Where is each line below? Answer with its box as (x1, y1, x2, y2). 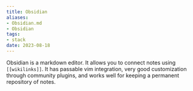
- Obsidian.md (6, 20, 43, 26)
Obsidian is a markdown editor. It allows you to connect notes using (6, 58, 176, 66)
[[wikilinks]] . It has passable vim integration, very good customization (6, 65, 187, 72)
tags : (6, 31, 20, 37)
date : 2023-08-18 (6, 43, 51, 49)
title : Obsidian (6, 8, 47, 15)
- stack (6, 37, 26, 43)
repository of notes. (6, 78, 56, 85)
